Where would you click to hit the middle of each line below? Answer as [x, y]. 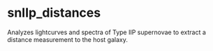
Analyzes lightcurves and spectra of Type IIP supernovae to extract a [106, 32]
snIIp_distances [54, 13]
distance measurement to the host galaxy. [67, 39]
